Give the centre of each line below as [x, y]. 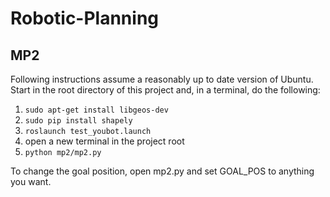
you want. [31, 181]
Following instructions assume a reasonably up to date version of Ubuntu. [162, 79]
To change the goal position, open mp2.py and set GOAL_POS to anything [162, 171]
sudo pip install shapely [78, 121]
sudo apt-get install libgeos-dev [96, 110]
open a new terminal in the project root [104, 141]
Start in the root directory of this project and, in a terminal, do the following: [165, 90]
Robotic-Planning [85, 18]
